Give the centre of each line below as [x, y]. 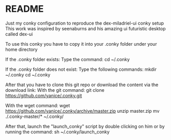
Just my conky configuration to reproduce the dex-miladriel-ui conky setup [85, 23]
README [25, 9]
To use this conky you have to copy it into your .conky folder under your [81, 44]
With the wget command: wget [38, 105]
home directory [22, 49]
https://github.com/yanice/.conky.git [44, 95]
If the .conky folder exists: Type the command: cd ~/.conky [68, 59]
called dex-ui [19, 34]
